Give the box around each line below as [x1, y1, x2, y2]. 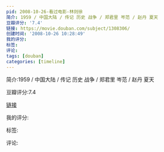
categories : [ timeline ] [6, 58, 66, 64]
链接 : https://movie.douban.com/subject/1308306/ [6, 25, 130, 32]
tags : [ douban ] [6, 53, 44, 59]
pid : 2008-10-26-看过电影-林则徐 [6, 8, 83, 15]
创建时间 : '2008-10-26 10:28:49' [6, 31, 86, 37]
